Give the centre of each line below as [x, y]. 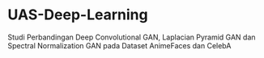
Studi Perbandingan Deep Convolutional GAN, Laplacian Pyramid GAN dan [132, 37]
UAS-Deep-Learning [78, 15]
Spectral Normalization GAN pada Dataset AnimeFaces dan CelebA [119, 45]
